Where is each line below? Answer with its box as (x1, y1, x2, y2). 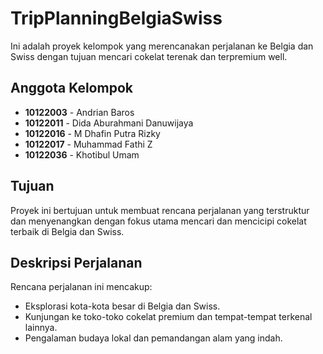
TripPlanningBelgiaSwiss (10, 7, 223, 30)
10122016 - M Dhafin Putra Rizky (24, 127, 161, 139)
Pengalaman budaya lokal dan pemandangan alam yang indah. (24, 332, 283, 344)
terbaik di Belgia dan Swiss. (10, 225, 125, 237)
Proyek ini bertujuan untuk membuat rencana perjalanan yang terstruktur (10, 204, 310, 216)
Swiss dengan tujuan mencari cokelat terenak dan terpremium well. (10, 50, 288, 62)
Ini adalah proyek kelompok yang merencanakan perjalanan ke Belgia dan (10, 40, 314, 52)
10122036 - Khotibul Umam (24, 148, 140, 161)
